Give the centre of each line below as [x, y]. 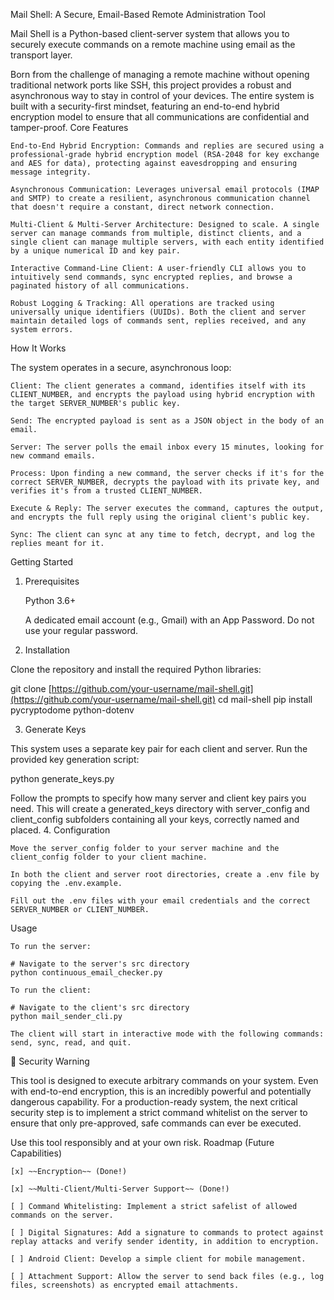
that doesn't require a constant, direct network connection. [142, 207]
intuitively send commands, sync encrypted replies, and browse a [151, 277]
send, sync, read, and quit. [71, 1043]
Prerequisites [52, 581]
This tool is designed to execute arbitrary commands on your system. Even [164, 1080]
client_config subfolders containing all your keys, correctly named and [155, 819]
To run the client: [51, 990]
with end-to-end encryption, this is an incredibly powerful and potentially [161, 1091]
